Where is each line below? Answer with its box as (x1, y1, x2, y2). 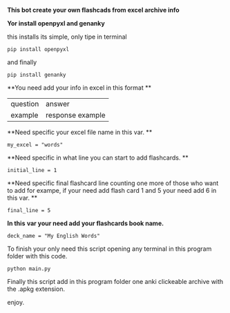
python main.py (7, 265, 51, 272)
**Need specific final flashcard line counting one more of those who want (7, 179, 219, 187)
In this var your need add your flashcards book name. (7, 219, 164, 227)
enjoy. (7, 298, 25, 306)
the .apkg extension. (7, 285, 66, 293)
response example (46, 111, 106, 120)
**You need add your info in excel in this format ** (7, 84, 152, 92)
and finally (7, 58, 37, 66)
